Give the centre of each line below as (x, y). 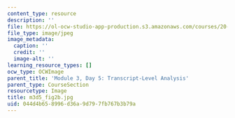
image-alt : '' (34, 59)
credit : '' (29, 53)
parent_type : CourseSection (48, 85)
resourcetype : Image (37, 91)
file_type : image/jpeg (40, 33)
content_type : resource (42, 14)
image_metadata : (31, 40)
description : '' (31, 20)
